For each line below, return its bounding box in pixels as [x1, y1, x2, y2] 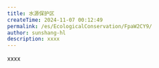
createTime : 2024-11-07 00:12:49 [7, 16, 103, 23]
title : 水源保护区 [7, 10, 55, 17]
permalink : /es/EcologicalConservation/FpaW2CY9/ [7, 23, 153, 30]
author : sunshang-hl [7, 29, 67, 36]
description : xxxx [7, 36, 60, 43]
